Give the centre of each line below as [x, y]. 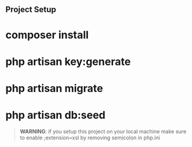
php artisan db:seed [56, 115]
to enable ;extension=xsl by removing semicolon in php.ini [90, 138]
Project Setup [31, 10]
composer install [47, 35]
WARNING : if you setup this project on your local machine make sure [103, 131]
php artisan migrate [54, 88]
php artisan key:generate [68, 61]
